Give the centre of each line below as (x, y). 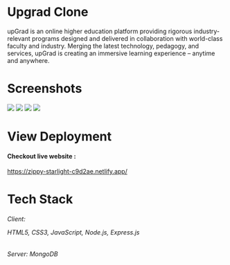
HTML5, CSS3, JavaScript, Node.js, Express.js (73, 232)
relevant (19, 38)
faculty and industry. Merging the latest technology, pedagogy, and (103, 46)
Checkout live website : (42, 156)
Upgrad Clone (48, 12)
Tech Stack (40, 200)
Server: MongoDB (33, 254)
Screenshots (45, 89)
